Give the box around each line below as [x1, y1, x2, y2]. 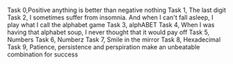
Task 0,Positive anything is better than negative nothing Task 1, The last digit [7, 6, 226, 14]
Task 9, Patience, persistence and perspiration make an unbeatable [7, 43, 200, 51]
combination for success [7, 50, 79, 58]
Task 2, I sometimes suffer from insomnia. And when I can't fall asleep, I [7, 13, 214, 22]
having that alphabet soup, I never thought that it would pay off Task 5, [7, 28, 210, 36]
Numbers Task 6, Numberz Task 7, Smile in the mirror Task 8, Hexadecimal [7, 35, 221, 44]
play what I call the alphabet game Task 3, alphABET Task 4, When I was [7, 21, 215, 29]
